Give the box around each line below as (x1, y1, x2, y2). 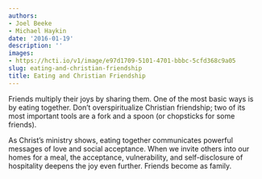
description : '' (8, 42, 63, 50)
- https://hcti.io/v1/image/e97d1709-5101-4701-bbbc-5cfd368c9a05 (8, 57, 236, 65)
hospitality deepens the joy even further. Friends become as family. (8, 160, 232, 170)
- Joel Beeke (8, 19, 52, 27)
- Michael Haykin (8, 27, 67, 35)
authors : (8, 11, 38, 20)
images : (8, 49, 35, 57)
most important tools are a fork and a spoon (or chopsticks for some (8, 110, 235, 121)
